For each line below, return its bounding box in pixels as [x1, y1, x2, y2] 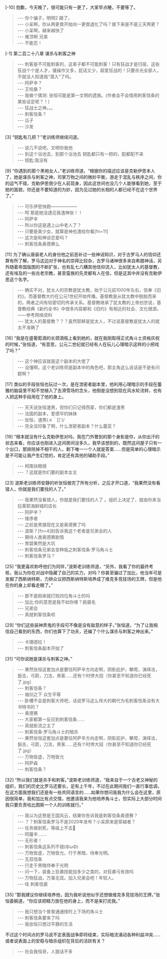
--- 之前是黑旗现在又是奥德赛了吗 [17, 522, 86, 528]
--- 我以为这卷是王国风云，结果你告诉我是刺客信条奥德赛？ [17, 813, 138, 818]
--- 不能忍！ [17, 40, 43, 46]
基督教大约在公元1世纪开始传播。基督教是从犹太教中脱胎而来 [32, 294, 157, 299]
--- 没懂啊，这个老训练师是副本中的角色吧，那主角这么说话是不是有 [17, 364, 156, 370]
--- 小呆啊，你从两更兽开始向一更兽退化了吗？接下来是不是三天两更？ [17, 21, 160, 27]
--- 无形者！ [17, 838, 43, 843]
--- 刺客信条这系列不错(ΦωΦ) [17, 844, 79, 850]
